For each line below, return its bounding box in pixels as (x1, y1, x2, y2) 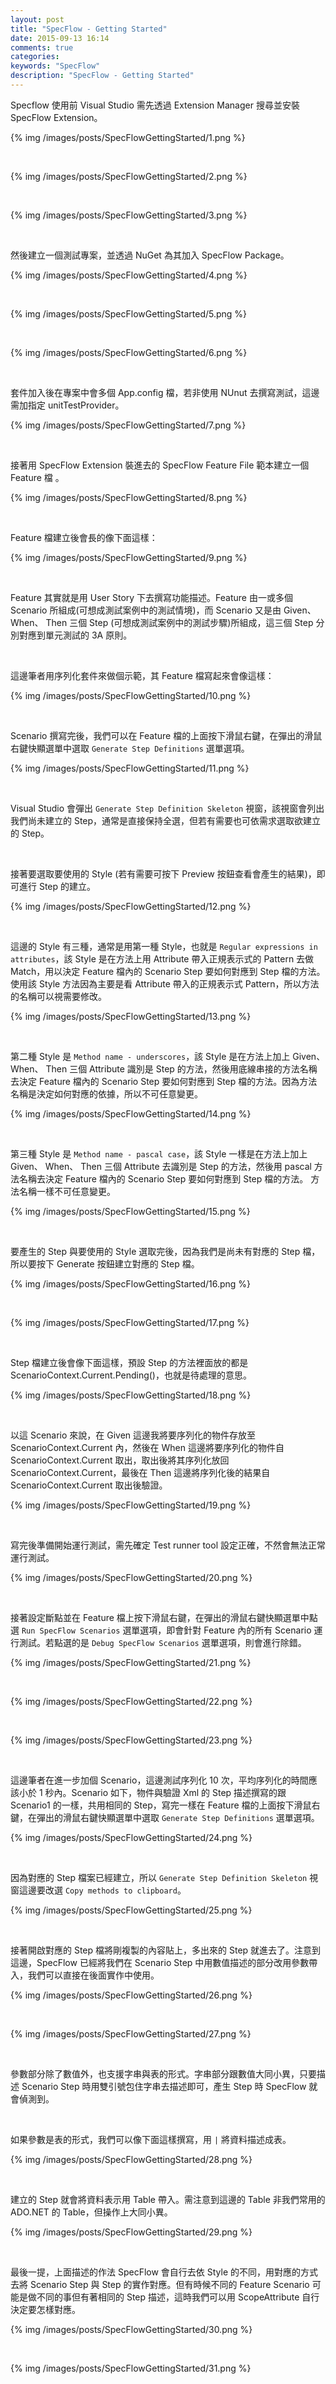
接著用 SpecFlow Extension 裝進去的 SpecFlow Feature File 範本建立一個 (10, 459, 310, 471)
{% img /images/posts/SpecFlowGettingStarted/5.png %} (10, 307, 248, 320)
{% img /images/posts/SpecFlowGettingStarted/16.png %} (10, 1277, 252, 1290)
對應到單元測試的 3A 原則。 (18, 629, 133, 641)
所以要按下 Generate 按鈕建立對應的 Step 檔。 (10, 1257, 200, 1270)
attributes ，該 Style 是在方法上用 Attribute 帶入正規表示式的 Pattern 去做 (10, 952, 315, 965)
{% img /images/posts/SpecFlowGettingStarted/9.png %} (10, 551, 248, 563)
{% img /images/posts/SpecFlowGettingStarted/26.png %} (10, 1989, 253, 2001)
